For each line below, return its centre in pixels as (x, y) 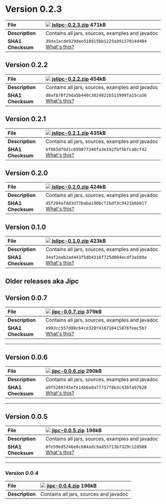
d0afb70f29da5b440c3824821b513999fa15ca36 (96, 95)
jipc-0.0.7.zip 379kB (77, 312)
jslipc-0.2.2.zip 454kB (79, 79)
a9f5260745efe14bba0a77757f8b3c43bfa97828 (96, 388)
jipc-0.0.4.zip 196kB (72, 486)
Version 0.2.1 (25, 119)
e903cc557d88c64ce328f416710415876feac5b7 (96, 328)
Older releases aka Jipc (42, 281)
